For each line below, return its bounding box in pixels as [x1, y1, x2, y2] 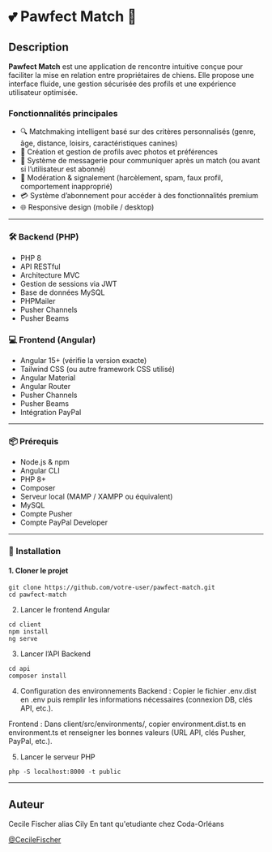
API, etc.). [19, 703, 53, 713]
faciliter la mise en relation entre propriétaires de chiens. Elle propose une [8, 71, 255, 80]
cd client [8, 621, 42, 629]
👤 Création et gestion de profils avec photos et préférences [19, 147, 219, 157]
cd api [8, 665, 31, 673]
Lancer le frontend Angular [19, 605, 111, 615]
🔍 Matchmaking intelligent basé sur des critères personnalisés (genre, [19, 127, 257, 136]
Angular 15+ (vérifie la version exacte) [19, 355, 147, 365]
